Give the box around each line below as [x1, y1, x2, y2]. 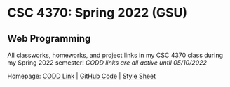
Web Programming [7, 33, 91, 45]
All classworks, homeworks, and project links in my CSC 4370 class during [7, 51, 223, 59]
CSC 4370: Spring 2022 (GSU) [7, 5, 188, 21]
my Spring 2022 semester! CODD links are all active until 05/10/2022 [7, 58, 207, 67]
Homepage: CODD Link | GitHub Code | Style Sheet [7, 72, 156, 80]
